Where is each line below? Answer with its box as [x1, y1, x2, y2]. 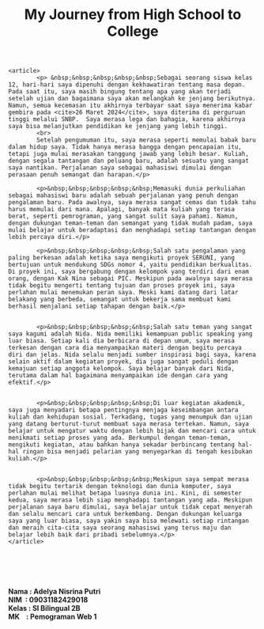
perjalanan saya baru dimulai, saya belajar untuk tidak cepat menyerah [8, 503, 253, 511]
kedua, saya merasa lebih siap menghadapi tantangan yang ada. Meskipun [8, 496, 253, 504]
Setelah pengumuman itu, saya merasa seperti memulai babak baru [36, 136, 257, 144]
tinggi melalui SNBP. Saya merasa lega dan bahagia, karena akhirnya [8, 116, 246, 123]
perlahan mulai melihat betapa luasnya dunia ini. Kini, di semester [8, 489, 243, 498]
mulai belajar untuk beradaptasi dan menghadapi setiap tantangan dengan [8, 226, 257, 234]
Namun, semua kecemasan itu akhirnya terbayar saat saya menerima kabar [8, 101, 253, 110]
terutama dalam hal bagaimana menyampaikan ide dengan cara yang [8, 372, 228, 380]
